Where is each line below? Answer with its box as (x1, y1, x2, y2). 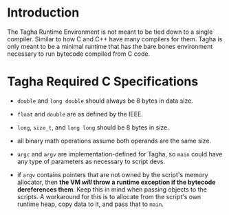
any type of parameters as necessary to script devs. (17, 157, 166, 165)
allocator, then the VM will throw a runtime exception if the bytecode (17, 178, 216, 186)
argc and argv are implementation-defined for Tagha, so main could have (17, 150, 223, 158)
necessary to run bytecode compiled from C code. (7, 50, 150, 58)
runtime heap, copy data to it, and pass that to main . (17, 200, 164, 208)
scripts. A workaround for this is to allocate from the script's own (17, 192, 201, 201)
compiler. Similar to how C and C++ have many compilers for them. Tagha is (7, 34, 223, 43)
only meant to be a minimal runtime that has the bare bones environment (7, 42, 213, 50)
